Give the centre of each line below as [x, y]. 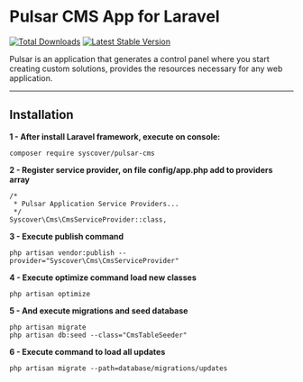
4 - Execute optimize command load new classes [103, 277]
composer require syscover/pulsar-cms [82, 153]
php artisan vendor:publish [62, 253]
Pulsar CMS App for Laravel [115, 17]
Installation [41, 115]
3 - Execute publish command [67, 236]
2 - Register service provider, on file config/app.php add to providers [141, 169]
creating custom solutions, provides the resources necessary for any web [146, 68]
